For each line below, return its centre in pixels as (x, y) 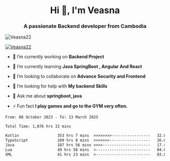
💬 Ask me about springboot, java (47, 96)
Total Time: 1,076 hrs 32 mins (38, 127)
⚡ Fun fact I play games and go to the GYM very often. (70, 106)
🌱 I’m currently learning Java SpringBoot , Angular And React (77, 67)
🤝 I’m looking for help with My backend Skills (60, 86)
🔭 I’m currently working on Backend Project (58, 57)
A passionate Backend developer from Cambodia (85, 26)
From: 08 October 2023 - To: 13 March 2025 (52, 117)
